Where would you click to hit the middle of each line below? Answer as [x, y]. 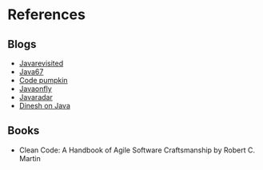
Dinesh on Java [45, 106]
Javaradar [36, 97]
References [46, 15]
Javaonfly [36, 89]
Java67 [31, 72]
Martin [30, 158]
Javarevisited [41, 63]
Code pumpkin [44, 80]
